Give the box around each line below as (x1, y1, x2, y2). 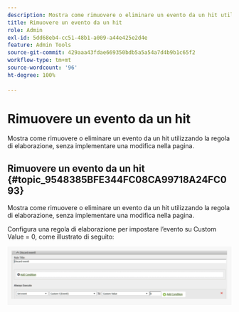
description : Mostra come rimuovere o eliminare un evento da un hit (7, 11, 218, 19)
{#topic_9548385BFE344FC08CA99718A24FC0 (7, 173, 227, 185)
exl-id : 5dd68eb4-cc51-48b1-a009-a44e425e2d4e (7, 34, 148, 41)
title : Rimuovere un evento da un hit (7, 19, 122, 26)
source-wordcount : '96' (7, 64, 78, 71)
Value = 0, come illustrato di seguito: (7, 232, 115, 241)
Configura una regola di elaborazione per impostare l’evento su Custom (7, 225, 217, 234)
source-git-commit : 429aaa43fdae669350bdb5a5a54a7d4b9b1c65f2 (7, 49, 196, 56)
